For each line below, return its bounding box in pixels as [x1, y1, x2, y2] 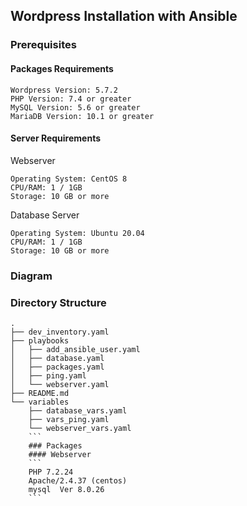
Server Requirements [10, 132, 102, 144]
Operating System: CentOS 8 [10, 174, 128, 184]
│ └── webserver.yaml [10, 379, 110, 389]
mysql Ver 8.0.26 [28, 484, 105, 494]
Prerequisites [10, 38, 77, 52]
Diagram [10, 269, 53, 283]
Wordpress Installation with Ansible [10, 8, 238, 25]
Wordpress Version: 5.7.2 [10, 85, 118, 95]
